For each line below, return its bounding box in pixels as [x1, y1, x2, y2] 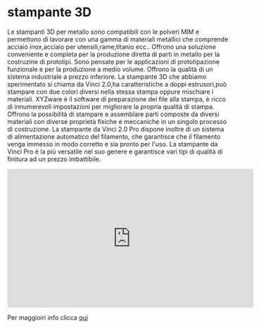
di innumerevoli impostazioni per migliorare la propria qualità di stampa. [7, 102, 215, 111]
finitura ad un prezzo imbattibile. [7, 154, 101, 163]
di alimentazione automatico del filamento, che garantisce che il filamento [7, 132, 221, 141]
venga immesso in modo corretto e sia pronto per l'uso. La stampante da [7, 139, 218, 148]
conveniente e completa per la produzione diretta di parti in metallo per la [7, 50, 220, 58]
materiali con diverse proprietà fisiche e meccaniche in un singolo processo [7, 117, 227, 125]
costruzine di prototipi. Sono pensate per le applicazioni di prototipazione [7, 57, 220, 66]
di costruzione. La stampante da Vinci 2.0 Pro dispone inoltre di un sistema [7, 125, 224, 133]
